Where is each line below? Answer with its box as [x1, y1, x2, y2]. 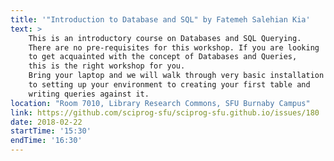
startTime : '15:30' [10, 126, 92, 136]
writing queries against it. [28, 89, 150, 99]
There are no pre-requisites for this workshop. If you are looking [28, 42, 320, 53]
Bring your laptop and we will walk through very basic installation [28, 71, 325, 81]
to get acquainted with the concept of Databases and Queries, [28, 52, 298, 62]
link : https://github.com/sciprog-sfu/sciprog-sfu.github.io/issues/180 [10, 107, 320, 118]
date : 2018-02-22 [10, 117, 83, 127]
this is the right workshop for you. [28, 61, 186, 71]
